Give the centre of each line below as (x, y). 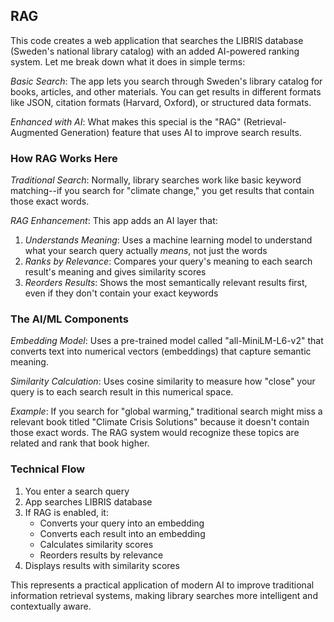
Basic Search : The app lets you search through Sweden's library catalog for (166, 81)
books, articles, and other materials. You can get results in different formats (166, 91)
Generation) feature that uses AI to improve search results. (181, 132)
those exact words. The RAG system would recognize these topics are (155, 433)
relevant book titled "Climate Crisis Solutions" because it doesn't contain (160, 422)
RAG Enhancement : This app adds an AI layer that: (114, 221)
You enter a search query (77, 491)
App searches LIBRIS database (88, 501)
